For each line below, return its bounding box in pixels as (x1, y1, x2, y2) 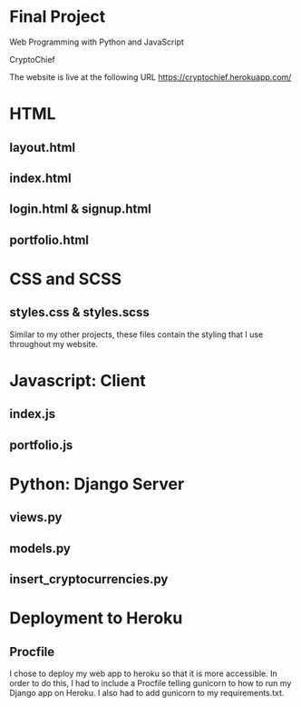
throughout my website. (9, 338, 98, 349)
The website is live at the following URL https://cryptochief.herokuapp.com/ (9, 71, 292, 83)
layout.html (9, 139, 76, 155)
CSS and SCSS (9, 268, 122, 289)
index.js (9, 406, 56, 422)
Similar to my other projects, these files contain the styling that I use (9, 329, 264, 340)
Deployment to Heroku (9, 608, 183, 629)
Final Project (9, 6, 106, 27)
